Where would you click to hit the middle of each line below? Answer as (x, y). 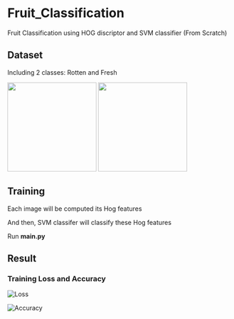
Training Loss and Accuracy (57, 278)
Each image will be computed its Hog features (75, 209)
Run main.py (26, 236)
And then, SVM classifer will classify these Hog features (90, 222)
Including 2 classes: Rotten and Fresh (62, 72)
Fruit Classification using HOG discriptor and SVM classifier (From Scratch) (117, 33)
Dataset (25, 55)
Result (22, 258)
